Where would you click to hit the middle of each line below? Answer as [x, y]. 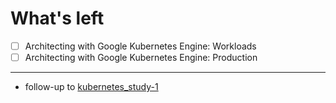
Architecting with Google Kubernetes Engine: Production [141, 57]
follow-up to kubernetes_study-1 [91, 87]
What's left [57, 18]
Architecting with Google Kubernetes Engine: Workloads [140, 46]
